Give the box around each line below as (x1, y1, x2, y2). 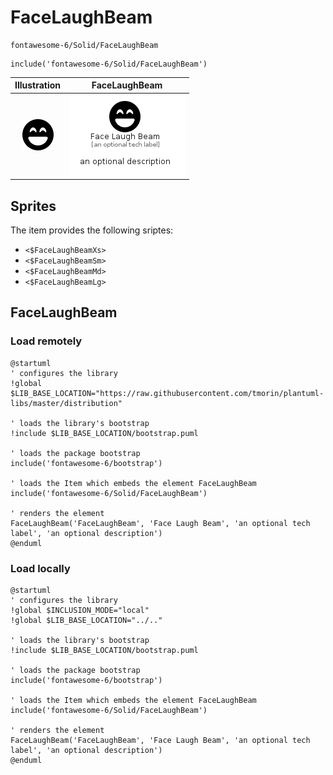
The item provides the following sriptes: (10, 224, 174, 236)
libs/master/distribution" (10, 398, 123, 408)
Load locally (10, 561, 71, 575)
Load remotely (10, 334, 83, 348)
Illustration (14, 79, 62, 91)
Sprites (10, 197, 57, 215)
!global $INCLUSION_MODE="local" (10, 605, 150, 615)
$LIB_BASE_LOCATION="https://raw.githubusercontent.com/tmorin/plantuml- (10, 388, 325, 398)
